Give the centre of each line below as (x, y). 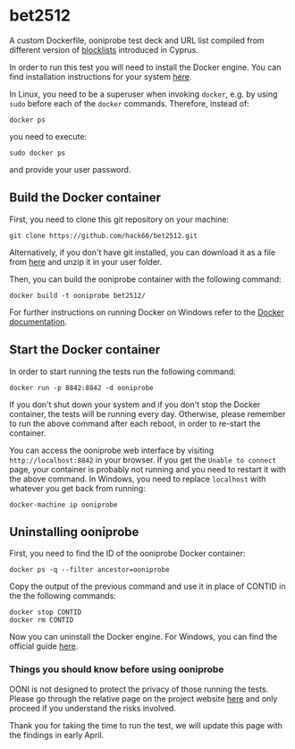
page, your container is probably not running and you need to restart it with (148, 469)
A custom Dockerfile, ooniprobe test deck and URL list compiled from (137, 40)
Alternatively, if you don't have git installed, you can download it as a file (142, 252)
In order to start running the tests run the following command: (123, 371)
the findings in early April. (57, 735)
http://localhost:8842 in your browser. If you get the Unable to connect (143, 460)
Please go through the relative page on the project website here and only (143, 698)
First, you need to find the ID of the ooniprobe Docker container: (127, 553)
